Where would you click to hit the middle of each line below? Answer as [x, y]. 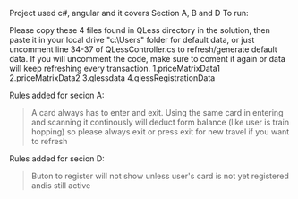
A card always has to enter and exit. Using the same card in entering [157, 112]
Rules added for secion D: [57, 159]
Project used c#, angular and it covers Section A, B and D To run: [129, 13]
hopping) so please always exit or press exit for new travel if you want [160, 132]
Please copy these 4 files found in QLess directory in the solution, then [140, 30]
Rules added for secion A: [57, 95]
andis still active [61, 186]
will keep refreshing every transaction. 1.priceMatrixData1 [115, 68]
